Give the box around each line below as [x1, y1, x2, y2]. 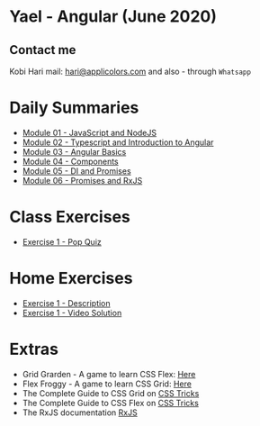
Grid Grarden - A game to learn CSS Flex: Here [22, 368, 196, 379]
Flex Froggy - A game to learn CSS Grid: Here [22, 378, 192, 389]
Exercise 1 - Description [22, 297, 111, 308]
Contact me [9, 42, 76, 58]
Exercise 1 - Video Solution [22, 307, 122, 318]
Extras [9, 340, 58, 359]
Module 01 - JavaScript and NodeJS [22, 127, 157, 138]
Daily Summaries [9, 97, 139, 118]
